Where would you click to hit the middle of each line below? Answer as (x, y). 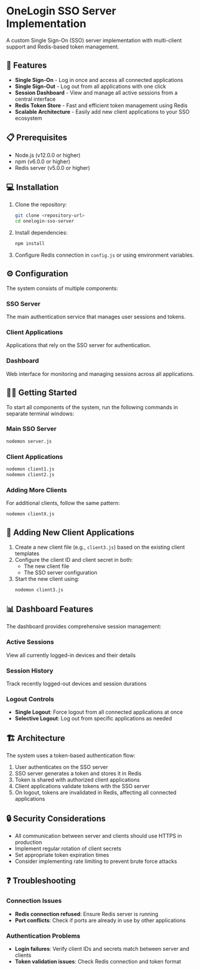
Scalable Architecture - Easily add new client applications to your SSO (102, 111)
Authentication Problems (43, 936)
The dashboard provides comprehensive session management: (84, 627)
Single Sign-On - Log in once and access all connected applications (99, 80)
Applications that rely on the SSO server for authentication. (79, 345)
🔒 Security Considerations (56, 818)
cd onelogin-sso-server (44, 221)
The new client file (47, 566)
